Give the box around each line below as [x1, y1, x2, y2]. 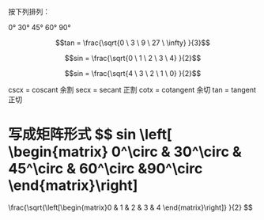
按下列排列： [8, 7, 50, 16]
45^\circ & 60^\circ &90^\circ [8, 160, 203, 178]
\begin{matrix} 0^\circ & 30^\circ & [8, 143, 243, 161]
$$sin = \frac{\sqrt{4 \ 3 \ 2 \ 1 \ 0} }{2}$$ [64, 69, 202, 78]
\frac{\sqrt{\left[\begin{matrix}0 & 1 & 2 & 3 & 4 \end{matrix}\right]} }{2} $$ [8, 203, 253, 212]
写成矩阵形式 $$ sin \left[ [8, 126, 172, 144]
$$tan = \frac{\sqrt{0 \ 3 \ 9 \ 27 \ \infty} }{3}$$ [55, 38, 211, 47]
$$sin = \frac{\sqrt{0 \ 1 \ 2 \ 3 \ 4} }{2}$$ [64, 54, 202, 63]
